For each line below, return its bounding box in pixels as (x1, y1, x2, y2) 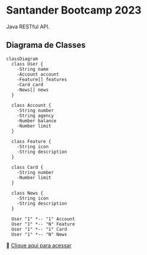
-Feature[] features (17, 76, 67, 83)
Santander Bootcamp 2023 (6, 4, 142, 17)
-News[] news (17, 87, 49, 93)
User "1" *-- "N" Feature (11, 221, 76, 227)
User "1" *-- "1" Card (11, 226, 67, 232)
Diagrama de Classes (6, 40, 86, 50)
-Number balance (17, 117, 57, 124)
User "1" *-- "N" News (11, 231, 67, 237)
